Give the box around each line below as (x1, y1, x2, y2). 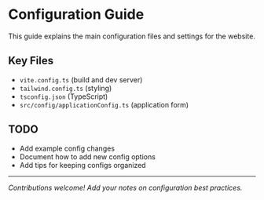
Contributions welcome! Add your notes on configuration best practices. (8, 183, 243, 192)
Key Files (8, 54, 53, 67)
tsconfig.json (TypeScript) (19, 92, 108, 101)
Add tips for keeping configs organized (19, 160, 147, 169)
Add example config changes (19, 144, 115, 153)
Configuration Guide (8, 5, 145, 24)
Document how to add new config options (19, 151, 156, 162)
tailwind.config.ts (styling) (19, 83, 112, 93)
